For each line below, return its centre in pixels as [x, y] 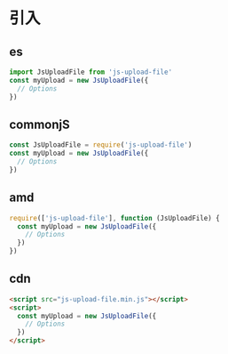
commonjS [39, 124]
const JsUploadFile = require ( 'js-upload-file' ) [101, 145]
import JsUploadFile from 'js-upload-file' [91, 72]
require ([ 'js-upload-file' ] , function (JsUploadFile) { [114, 218]
